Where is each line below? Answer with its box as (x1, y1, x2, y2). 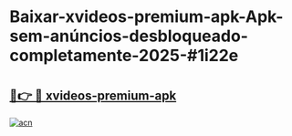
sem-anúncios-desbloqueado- (9, 26, 249, 47)
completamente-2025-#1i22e (9, 46, 239, 66)
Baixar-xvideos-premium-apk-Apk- (9, 6, 284, 27)
